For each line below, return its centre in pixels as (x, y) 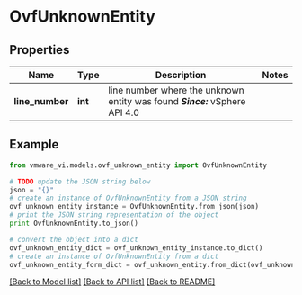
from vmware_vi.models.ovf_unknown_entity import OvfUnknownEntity (138, 165)
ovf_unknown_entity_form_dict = (70, 264)
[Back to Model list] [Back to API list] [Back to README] (112, 282)
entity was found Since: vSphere (177, 101)
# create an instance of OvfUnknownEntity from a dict (114, 256)
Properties (40, 50)
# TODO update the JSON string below (80, 182)
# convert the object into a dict (74, 239)
